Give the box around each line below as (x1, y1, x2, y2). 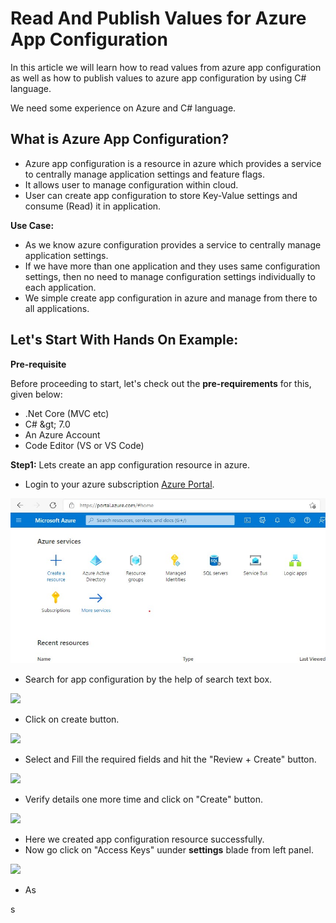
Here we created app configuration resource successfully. (24, 833, 265, 846)
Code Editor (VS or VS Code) (24, 439, 145, 451)
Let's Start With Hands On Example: (10, 332, 239, 349)
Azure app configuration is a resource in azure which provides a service (24, 157, 322, 169)
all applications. (24, 302, 90, 314)
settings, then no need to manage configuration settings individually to (24, 270, 316, 282)
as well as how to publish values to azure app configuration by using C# (10, 72, 307, 84)
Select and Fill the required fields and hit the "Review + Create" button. (24, 753, 317, 766)
